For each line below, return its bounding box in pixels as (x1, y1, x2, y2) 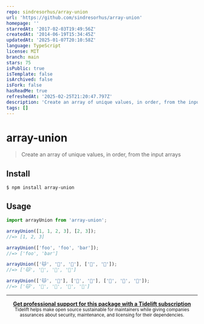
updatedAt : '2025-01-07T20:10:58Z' (6, 37, 97, 43)
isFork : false (6, 83, 42, 89)
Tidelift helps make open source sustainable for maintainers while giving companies (15, 306, 189, 312)
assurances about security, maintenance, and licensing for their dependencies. (19, 312, 185, 318)
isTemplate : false (6, 71, 53, 77)
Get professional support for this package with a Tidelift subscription (13, 300, 191, 307)
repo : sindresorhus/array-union (6, 8, 88, 15)
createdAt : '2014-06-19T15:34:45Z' (6, 32, 97, 38)
